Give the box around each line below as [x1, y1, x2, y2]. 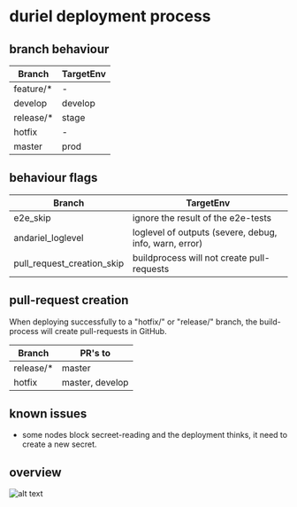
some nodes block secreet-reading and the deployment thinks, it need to [21, 430, 288, 441]
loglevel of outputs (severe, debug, [132, 226, 278, 238]
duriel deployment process [9, 6, 211, 27]
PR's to [80, 347, 111, 359]
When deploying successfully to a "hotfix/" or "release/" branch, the [9, 316, 258, 327]
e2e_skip [13, 211, 51, 223]
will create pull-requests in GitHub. [40, 325, 167, 336]
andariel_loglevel [13, 231, 84, 244]
